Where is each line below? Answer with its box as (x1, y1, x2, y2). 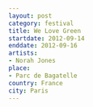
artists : (8, 49, 38, 57)
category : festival (8, 19, 74, 27)
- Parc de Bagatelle (8, 72, 78, 80)
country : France (8, 79, 63, 87)
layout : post (8, 11, 53, 20)
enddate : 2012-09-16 (8, 42, 78, 50)
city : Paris (8, 86, 49, 95)
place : (8, 64, 31, 72)
